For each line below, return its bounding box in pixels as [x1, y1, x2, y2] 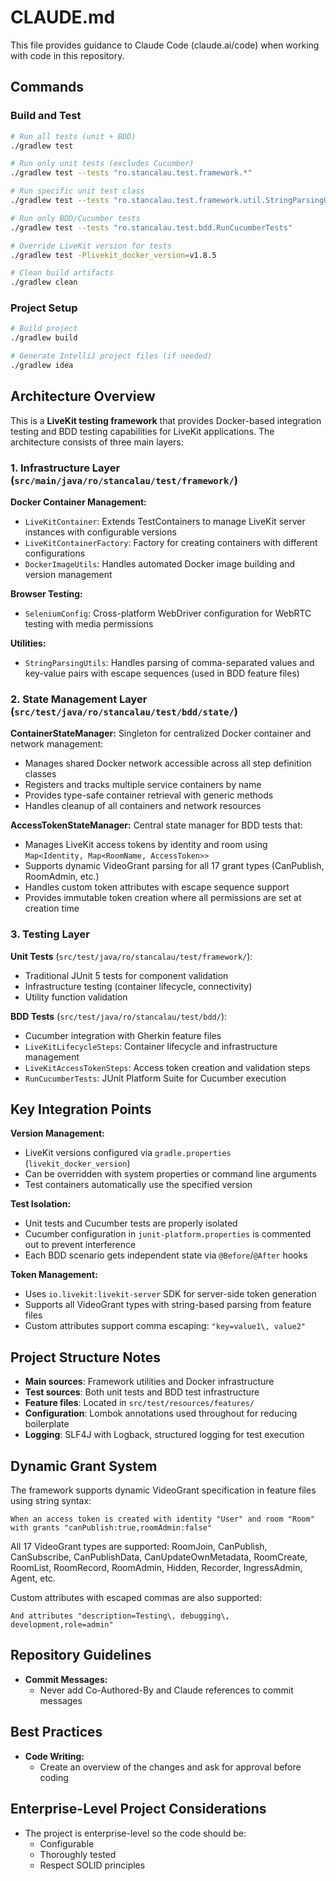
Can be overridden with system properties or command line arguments [24, 1168, 317, 1180]
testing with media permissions [24, 618, 154, 630]
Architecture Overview [10, 388, 156, 405]
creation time [24, 902, 80, 915]
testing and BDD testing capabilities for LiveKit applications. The [10, 425, 275, 437]
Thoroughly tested [39, 1848, 117, 1860]
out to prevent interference [24, 1239, 137, 1251]
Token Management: [10, 1269, 98, 1281]
